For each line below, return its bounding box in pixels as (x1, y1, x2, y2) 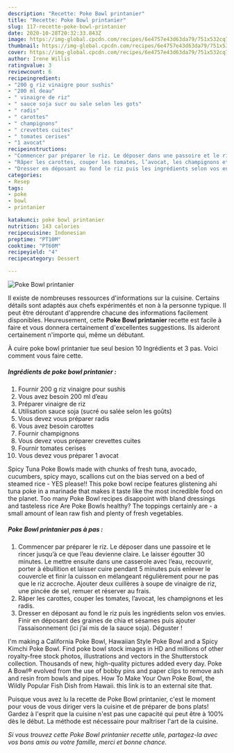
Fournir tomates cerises (17, 444, 86, 452)
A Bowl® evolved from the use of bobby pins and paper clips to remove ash (8, 666, 224, 675)
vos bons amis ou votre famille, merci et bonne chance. (8, 738, 167, 746)
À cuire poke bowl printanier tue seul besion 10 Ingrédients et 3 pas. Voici (8, 345, 218, 352)
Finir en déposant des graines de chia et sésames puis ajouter (17, 616, 197, 624)
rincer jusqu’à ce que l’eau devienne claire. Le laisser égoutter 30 (17, 549, 206, 558)
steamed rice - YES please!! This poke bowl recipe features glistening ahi (8, 479, 217, 488)
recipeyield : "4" (8, 249, 58, 256)
